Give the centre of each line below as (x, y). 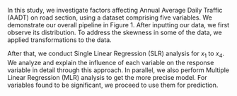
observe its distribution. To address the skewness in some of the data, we (115, 32)
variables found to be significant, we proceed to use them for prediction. (113, 85)
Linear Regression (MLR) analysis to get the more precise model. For (107, 77)
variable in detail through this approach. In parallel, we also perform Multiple (118, 70)
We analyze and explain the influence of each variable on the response (111, 62)
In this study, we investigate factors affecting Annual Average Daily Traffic (115, 10)
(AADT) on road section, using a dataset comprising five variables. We (110, 18)
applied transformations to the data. (59, 40)
